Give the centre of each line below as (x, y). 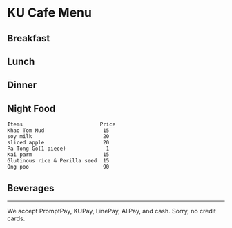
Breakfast (29, 38)
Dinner (22, 85)
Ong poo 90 (58, 167)
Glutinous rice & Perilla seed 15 (58, 161)
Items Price (61, 125)
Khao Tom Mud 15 (58, 131)
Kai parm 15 (58, 155)
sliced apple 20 (58, 143)
